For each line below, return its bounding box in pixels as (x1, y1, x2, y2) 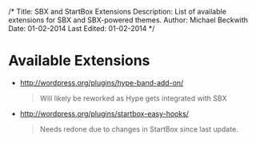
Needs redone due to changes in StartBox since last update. (39, 124, 238, 134)
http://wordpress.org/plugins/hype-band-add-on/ (19, 77, 184, 87)
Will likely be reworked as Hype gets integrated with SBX (39, 93, 227, 103)
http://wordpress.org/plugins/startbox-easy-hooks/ (19, 108, 190, 118)
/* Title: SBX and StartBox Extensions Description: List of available (8, 7, 226, 16)
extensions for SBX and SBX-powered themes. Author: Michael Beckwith (8, 15, 249, 25)
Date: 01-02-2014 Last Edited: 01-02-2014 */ (8, 24, 155, 33)
